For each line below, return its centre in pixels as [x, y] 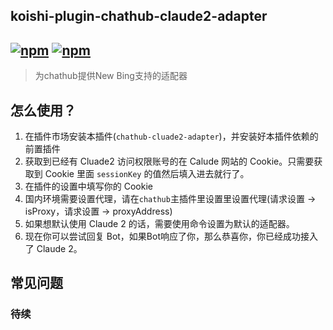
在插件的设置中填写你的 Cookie [88, 186]
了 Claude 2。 [53, 249]
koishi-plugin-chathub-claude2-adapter [139, 16]
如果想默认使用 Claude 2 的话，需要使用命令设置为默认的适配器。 [159, 224]
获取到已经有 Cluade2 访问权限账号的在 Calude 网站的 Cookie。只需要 [169, 161]
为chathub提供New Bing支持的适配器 [111, 76]
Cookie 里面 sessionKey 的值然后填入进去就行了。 [147, 174]
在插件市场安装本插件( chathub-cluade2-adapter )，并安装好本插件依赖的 [171, 136]
